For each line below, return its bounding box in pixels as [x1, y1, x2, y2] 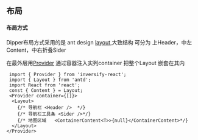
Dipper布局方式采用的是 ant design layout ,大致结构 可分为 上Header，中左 [6, 38, 193, 46]
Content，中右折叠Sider [6, 46, 66, 54]
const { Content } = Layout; [9, 87, 83, 93]
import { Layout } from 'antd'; [9, 77, 91, 83]
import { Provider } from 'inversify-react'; [9, 71, 127, 77]
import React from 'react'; [9, 82, 80, 88]
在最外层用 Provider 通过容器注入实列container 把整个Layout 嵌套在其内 [6, 59, 185, 66]
